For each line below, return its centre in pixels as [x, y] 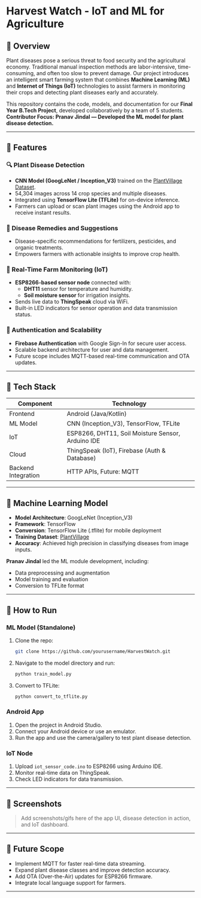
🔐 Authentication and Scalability [54, 330]
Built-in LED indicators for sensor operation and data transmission [96, 308]
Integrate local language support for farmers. [70, 882]
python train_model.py [43, 674]
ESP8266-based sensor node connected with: [73, 283]
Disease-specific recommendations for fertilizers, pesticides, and [95, 241]
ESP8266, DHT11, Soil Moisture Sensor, [124, 433]
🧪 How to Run [32, 610]
